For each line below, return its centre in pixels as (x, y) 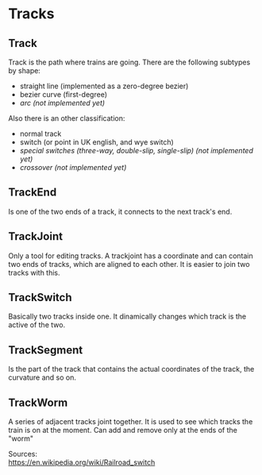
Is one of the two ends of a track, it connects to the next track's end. (120, 211)
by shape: (25, 71)
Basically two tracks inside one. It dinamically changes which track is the (127, 317)
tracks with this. (35, 272)
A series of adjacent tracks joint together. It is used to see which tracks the (131, 422)
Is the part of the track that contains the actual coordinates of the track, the (131, 369)
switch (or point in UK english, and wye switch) (97, 142)
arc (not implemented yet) (62, 103)
